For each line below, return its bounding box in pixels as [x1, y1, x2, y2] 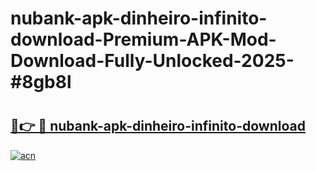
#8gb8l [10, 71, 72, 94]
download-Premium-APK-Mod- [10, 28, 277, 51]
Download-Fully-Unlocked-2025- [10, 50, 295, 72]
